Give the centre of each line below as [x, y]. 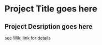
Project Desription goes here [49, 27]
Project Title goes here [51, 9]
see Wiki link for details [28, 38]
